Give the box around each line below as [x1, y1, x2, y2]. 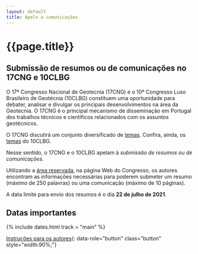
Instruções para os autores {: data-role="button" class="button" [6, 235, 162, 242]
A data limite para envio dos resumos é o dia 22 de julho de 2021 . [6, 191, 167, 198]
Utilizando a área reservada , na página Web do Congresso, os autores [6, 166, 178, 173]
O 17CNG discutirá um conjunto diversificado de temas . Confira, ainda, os [6, 131, 186, 138]
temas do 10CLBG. [6, 137, 52, 144]
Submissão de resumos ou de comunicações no [6, 63, 187, 73]
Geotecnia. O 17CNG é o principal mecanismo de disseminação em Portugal [6, 107, 191, 114]
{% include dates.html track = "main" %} [6, 223, 106, 231]
